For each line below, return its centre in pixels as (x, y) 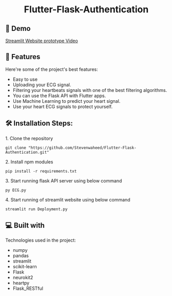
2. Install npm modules (29, 162)
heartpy (21, 283)
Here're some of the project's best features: (52, 69)
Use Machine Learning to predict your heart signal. (66, 101)
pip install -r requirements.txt (41, 171)
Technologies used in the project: (41, 240)
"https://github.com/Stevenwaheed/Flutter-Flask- (82, 147)
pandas (21, 256)
